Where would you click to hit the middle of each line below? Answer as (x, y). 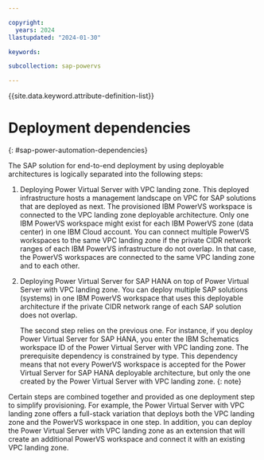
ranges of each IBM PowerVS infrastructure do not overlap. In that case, (138, 249)
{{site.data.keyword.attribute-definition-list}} (82, 96)
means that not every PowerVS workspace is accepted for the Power (133, 364)
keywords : (25, 52)
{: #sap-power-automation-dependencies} (78, 150)
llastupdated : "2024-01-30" (55, 37)
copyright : (26, 22)
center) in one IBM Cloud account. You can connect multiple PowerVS (134, 232)
